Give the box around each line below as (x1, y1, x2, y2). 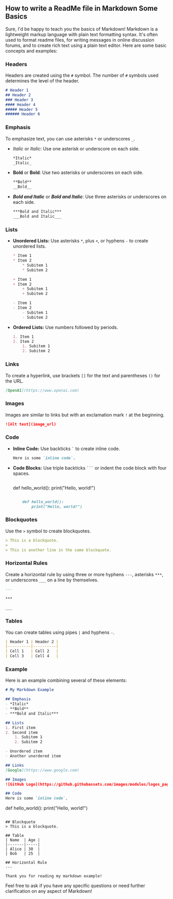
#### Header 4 (5, 102, 36, 107)
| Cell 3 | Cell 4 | (5, 653, 59, 659)
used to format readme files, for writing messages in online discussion (5, 37, 154, 43)
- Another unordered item (5, 754, 61, 759)
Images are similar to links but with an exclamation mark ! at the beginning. (5, 411, 165, 418)
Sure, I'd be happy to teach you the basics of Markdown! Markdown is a (5, 26, 158, 32)
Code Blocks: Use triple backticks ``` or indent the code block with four (12, 464, 167, 471)
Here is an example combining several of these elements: (5, 677, 127, 684)
